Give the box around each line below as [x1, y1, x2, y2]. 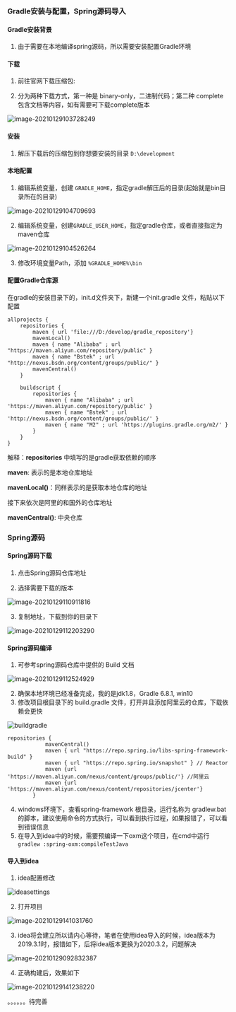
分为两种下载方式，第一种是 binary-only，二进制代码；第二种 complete [17, 92, 224, 100]
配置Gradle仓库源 [7, 276, 58, 284]
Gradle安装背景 [7, 25, 53, 33]
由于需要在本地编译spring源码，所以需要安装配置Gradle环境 [17, 42, 192, 51]
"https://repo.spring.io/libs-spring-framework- [82, 748, 229, 755]
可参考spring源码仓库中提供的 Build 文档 [17, 661, 135, 669]
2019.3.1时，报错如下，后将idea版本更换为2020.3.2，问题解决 [17, 940, 197, 948]
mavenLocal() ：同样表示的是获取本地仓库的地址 [7, 483, 148, 492]
